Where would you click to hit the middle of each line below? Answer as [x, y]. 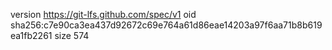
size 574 [72, 35]
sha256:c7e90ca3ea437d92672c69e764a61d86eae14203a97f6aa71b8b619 [166, 25]
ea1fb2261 [31, 35]
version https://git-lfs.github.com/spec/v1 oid [103, 14]
